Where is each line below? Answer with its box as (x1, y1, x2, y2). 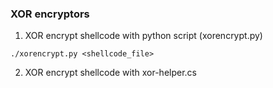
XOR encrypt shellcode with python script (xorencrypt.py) (24, 30, 263, 42)
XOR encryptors (10, 7, 90, 21)
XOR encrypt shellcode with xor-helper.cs (24, 67, 197, 79)
